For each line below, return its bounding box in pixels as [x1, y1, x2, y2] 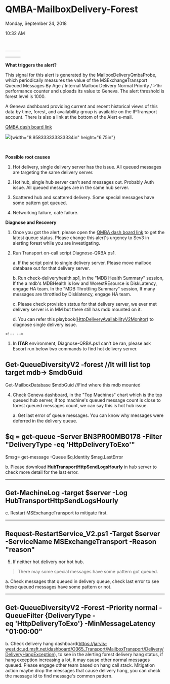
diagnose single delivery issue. [12, 321, 77, 328]
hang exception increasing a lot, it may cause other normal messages [5, 657, 150, 663]
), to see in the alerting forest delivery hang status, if [54, 652, 163, 657]
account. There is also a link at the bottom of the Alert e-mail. [5, 114, 133, 120]
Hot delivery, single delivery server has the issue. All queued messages [12, 164, 162, 170]
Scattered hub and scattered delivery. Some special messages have [12, 194, 154, 200]
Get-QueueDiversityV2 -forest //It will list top [5, 361, 151, 369]
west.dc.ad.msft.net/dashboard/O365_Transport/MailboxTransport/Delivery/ [5, 646, 164, 652]
